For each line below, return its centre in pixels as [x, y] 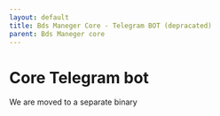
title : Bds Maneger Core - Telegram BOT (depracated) [111, 26]
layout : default [39, 17]
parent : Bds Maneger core [57, 34]
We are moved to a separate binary [73, 102]
